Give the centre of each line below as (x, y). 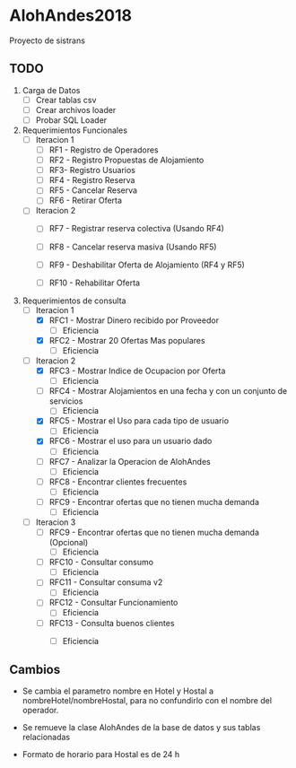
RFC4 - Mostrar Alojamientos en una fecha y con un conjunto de (168, 391)
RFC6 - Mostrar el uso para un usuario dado (131, 441)
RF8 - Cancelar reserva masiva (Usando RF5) (133, 247)
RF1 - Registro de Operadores (104, 150)
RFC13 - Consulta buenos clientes (112, 623)
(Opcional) (69, 543)
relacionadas (46, 737)
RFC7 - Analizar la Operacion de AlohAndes (130, 461)
